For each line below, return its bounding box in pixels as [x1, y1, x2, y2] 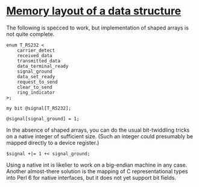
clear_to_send [17, 84, 52, 90]
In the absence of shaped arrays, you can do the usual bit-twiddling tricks [6, 126, 190, 133]
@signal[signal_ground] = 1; [6, 115, 80, 121]
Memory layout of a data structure [6, 4, 182, 18]
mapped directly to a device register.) [6, 139, 99, 146]
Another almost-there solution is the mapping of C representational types [6, 167, 188, 175]
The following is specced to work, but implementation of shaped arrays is [6, 24, 189, 31]
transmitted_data [17, 58, 61, 64]
